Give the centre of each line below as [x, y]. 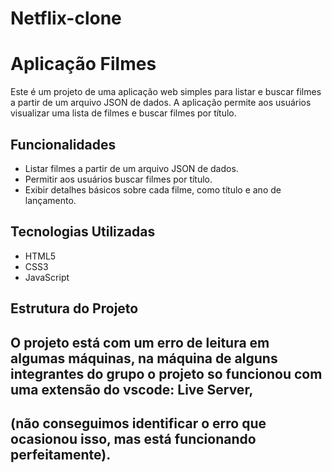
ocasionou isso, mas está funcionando [133, 438]
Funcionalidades [63, 144]
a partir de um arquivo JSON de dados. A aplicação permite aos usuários [161, 103]
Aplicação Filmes [83, 64]
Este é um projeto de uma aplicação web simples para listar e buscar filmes [166, 92]
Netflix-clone [66, 18]
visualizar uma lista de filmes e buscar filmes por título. [123, 113]
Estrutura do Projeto [74, 308]
